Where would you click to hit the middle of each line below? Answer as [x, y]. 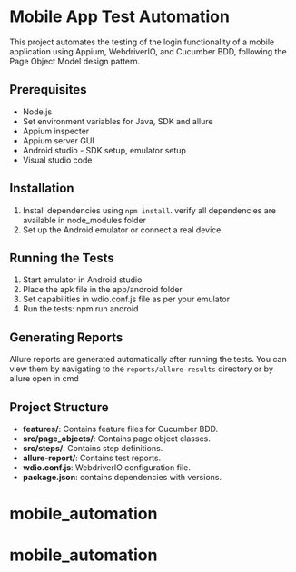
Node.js [37, 112]
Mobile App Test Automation [119, 17]
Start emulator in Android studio [82, 280]
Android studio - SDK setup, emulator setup [104, 150]
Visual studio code [57, 160]
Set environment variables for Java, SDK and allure [118, 121]
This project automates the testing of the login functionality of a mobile [142, 42]
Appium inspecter [56, 131]
